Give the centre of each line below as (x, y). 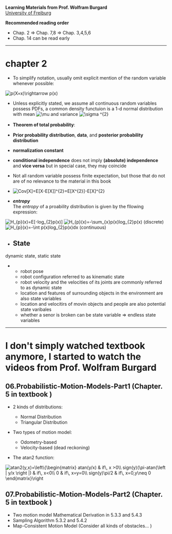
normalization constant (38, 150)
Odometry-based (39, 442)
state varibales (36, 309)
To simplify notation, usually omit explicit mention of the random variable (89, 78)
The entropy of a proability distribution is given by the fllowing (78, 206)
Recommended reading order (37, 23)
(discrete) (153, 222)
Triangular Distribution (44, 422)
